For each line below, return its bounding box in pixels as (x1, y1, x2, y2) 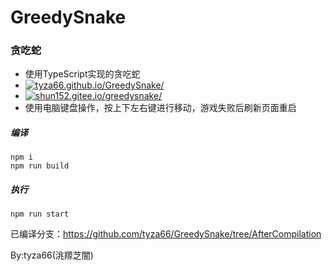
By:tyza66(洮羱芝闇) (10, 249, 94, 261)
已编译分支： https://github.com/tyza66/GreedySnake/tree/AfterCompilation (10, 228, 322, 240)
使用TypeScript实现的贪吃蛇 (24, 68, 141, 80)
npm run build (10, 161, 70, 171)
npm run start (10, 209, 70, 220)
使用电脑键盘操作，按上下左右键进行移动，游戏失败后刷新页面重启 (24, 102, 297, 114)
